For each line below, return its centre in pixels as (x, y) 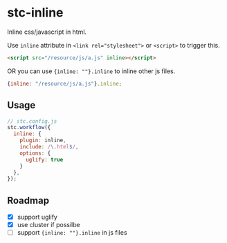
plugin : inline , (43, 140)
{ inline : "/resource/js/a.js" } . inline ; (65, 84)
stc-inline (35, 13)
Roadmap (28, 201)
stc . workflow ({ (29, 128)
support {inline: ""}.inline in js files (72, 233)
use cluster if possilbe (49, 225)
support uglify (37, 217)
